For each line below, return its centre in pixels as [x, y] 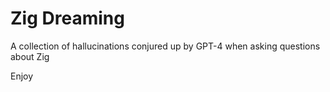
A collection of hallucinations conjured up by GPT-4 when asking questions [165, 46]
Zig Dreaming [67, 18]
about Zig [30, 56]
